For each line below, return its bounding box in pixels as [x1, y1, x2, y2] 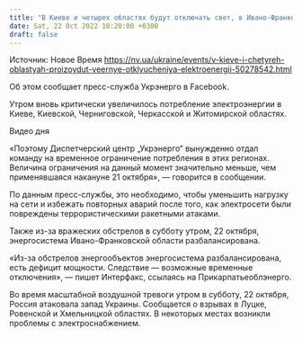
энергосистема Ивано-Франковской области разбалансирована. [9, 235, 261, 246]
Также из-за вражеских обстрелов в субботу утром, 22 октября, [9, 226, 260, 236]
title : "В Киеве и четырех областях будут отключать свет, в [9, 13, 244, 22]
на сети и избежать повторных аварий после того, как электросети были [9, 199, 292, 209]
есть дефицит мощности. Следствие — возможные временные [9, 262, 253, 273]
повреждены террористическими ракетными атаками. [9, 208, 221, 219]
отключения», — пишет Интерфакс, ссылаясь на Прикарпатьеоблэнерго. [9, 271, 292, 283]
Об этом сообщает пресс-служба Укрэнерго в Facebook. [9, 82, 229, 93]
